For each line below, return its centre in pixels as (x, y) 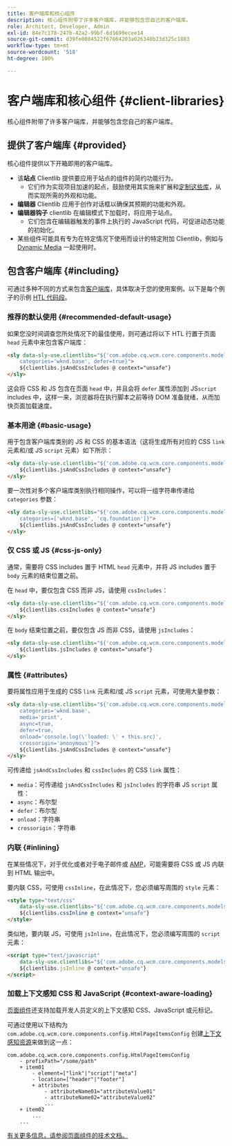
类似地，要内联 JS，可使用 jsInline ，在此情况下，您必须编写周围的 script (114, 934)
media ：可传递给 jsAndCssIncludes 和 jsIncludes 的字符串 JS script (114, 785)
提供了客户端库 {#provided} (67, 145)
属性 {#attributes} (38, 675)
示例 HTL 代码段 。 (45, 297)
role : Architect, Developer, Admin (58, 26)
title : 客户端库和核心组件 (41, 13)
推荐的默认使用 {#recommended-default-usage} (89, 317)
